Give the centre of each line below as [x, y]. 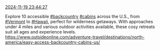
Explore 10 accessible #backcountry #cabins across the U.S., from [73, 16]
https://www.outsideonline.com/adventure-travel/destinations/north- [75, 37]
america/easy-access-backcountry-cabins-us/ [53, 42]
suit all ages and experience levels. [41, 32]
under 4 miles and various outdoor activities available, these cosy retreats [80, 27]
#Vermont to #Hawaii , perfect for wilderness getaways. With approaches [79, 22]
